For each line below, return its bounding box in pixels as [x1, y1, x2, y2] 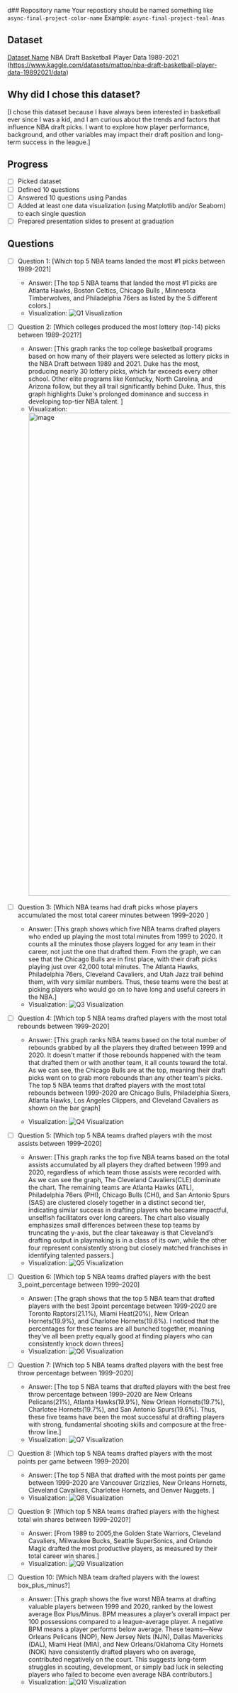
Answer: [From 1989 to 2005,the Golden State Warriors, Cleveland [28, 1529, 222, 1537]
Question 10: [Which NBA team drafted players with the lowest [17, 1573, 200, 1581]
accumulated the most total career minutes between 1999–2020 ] [17, 911, 209, 919]
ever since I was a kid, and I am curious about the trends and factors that [7, 115, 220, 124]
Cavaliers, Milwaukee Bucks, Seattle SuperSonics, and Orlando [28, 1537, 212, 1545]
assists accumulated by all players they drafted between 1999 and [28, 1160, 222, 1169]
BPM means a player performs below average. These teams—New [28, 1625, 223, 1633]
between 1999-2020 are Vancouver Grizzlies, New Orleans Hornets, [28, 1478, 227, 1487]
